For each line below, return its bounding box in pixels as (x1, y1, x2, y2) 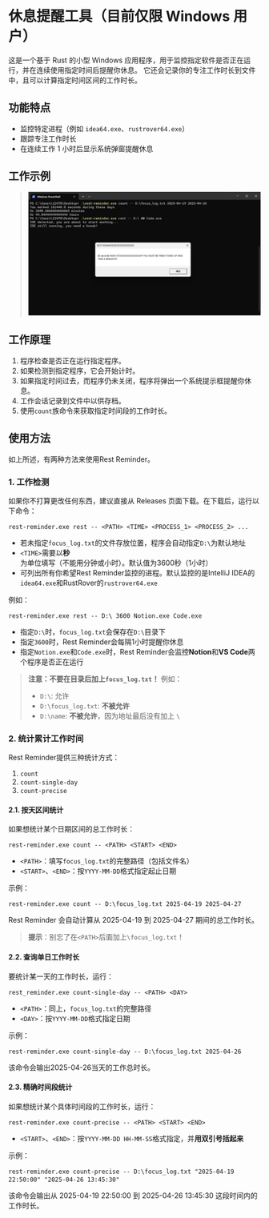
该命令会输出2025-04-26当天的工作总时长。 (8, 1062, 155, 1072)
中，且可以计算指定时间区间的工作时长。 (8, 75, 142, 85)
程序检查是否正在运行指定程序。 (19, 355, 126, 365)
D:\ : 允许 (39, 691, 70, 700)
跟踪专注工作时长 (19, 134, 77, 143)
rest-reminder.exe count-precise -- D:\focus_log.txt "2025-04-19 (8, 1168, 235, 1176)
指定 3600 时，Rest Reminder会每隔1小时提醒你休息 (19, 637, 184, 647)
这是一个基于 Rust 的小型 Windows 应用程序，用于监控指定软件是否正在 (8, 55, 244, 65)
